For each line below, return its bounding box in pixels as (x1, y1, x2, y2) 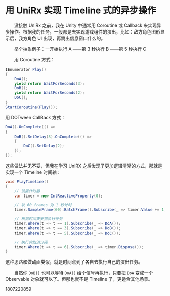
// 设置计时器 (14, 188, 40, 193)
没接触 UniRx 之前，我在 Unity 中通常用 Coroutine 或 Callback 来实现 (14, 22, 157, 28)
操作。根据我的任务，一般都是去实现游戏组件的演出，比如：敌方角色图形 (9, 28, 160, 35)
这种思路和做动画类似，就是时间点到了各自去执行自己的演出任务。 (5, 259, 143, 265)
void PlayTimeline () (5, 179, 49, 184)
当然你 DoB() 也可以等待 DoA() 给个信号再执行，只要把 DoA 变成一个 (14, 270, 153, 276)
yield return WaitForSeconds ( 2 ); (14, 90, 85, 95)
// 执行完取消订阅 (14, 240, 48, 245)
